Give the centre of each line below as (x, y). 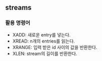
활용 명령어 (18, 23)
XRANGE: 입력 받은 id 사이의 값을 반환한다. (55, 47)
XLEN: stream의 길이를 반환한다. (45, 53)
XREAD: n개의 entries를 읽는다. (44, 41)
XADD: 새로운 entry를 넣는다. (41, 34)
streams (18, 8)
